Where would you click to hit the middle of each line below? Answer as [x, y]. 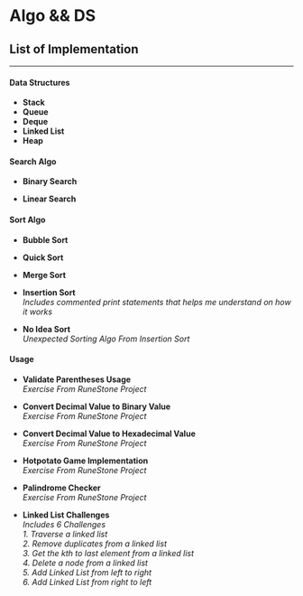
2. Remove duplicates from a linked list [94, 544]
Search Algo [33, 161]
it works [37, 312]
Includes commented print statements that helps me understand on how [156, 302]
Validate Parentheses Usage [77, 379]
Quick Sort [43, 257]
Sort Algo [28, 219]
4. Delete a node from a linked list [85, 563]
